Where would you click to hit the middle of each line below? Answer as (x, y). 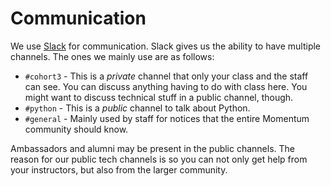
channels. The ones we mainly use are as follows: (112, 56)
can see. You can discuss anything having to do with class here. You (166, 86)
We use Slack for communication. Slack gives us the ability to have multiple (166, 46)
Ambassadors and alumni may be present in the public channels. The (153, 148)
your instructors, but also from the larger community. (119, 169)
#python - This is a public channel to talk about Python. (137, 108)
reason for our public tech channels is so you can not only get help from (159, 159)
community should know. (76, 129)
